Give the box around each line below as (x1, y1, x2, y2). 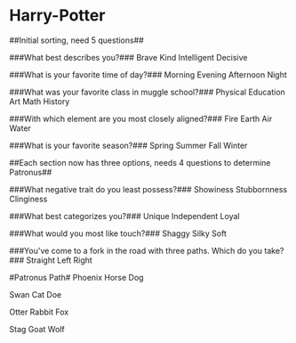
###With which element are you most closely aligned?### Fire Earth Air (9, 113, 273, 124)
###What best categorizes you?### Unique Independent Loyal (9, 210, 240, 221)
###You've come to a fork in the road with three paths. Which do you (9, 245, 263, 256)
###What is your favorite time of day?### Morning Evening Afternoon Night (9, 69, 287, 80)
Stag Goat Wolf (9, 323, 65, 334)
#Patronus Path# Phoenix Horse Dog (9, 272, 144, 282)
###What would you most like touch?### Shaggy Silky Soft (9, 228, 227, 239)
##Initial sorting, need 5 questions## (9, 35, 144, 45)
